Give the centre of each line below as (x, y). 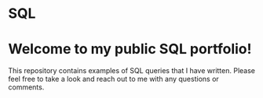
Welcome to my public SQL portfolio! (130, 49)
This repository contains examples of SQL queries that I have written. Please (131, 71)
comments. (26, 87)
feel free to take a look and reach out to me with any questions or (114, 79)
